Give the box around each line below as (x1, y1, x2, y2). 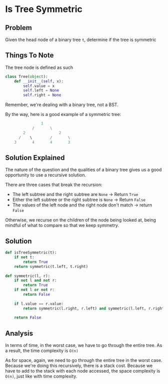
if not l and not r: (14, 278, 57, 283)
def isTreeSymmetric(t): (5, 250, 57, 255)
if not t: (14, 255, 35, 260)
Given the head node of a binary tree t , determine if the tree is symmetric (5, 36, 156, 42)
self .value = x (23, 83, 55, 88)
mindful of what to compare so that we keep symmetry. (5, 222, 119, 228)
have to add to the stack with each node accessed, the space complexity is (5, 368, 160, 374)
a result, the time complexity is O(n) (5, 347, 78, 353)
